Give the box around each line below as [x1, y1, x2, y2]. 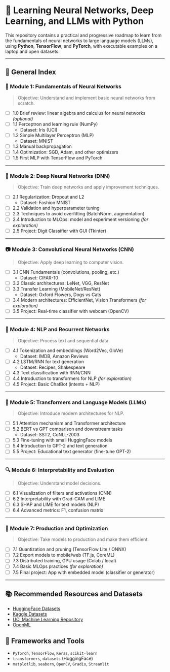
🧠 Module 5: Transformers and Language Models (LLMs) [5, 399, 147, 406]
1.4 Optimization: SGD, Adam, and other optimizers [12, 149, 119, 155]
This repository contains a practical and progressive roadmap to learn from [5, 32, 162, 38]
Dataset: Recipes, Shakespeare [20, 364, 86, 370]
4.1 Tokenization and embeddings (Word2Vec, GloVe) [12, 347, 123, 354]
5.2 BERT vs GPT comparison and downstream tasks [12, 426, 123, 432]
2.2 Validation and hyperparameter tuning [12, 205, 100, 211]
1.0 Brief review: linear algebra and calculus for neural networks [12, 110, 146, 116]
